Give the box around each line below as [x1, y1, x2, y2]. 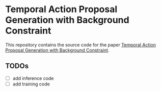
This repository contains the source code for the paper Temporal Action [5, 41, 156, 48]
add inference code [12, 75, 55, 81]
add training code [12, 81, 50, 87]
